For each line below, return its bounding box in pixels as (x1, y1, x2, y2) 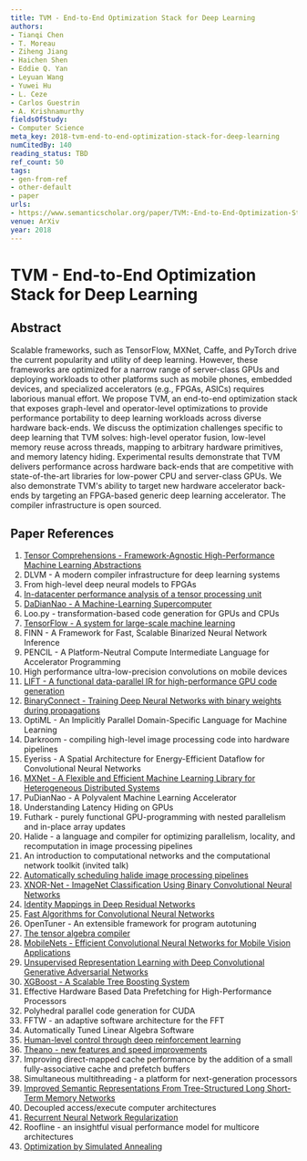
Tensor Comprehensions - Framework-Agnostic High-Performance (23, 550, 275, 561)
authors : (10, 22, 44, 31)
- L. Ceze (10, 89, 48, 98)
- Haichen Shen (10, 56, 68, 65)
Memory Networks (45, 1093, 117, 1104)
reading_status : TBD (10, 149, 89, 158)
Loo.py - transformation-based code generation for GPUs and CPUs (23, 608, 280, 619)
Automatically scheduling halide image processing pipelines (23, 870, 249, 881)
